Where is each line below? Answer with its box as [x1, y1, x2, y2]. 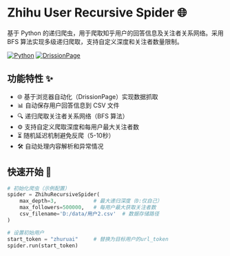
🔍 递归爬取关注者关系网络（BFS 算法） [17, 111, 129, 120]
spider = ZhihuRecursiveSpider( [7, 191, 100, 198]
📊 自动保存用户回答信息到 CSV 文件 [17, 101, 120, 109]
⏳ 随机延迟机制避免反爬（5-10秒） [17, 131, 115, 139]
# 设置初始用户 [7, 229, 45, 236]
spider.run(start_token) [7, 242, 79, 249]
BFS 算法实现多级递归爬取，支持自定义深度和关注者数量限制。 [7, 37, 184, 45]
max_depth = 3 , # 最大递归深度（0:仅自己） [19, 198, 163, 204]
